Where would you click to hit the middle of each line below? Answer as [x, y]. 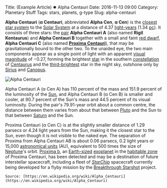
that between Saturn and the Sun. [40, 115]
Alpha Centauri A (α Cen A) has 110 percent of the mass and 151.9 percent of [83, 89]
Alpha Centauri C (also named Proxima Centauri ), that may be [70, 43]
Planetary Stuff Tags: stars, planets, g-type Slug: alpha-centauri [71, 12]
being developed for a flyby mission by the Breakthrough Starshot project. [81, 167]
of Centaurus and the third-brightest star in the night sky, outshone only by [82, 64]
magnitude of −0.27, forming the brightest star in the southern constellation [82, 59]
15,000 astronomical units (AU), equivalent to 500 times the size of [73, 146]
